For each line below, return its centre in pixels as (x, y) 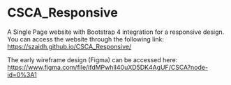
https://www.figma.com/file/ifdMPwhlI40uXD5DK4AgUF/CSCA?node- (107, 67)
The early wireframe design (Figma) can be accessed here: (92, 59)
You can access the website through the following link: (86, 39)
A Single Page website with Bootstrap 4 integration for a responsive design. (116, 32)
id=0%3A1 (22, 75)
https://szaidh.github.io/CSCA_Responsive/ (69, 46)
